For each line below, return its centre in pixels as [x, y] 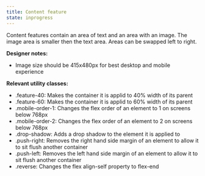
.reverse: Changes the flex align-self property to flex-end [87, 166]
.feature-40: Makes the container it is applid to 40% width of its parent [104, 95]
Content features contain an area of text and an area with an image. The [97, 35]
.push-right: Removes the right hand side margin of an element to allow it [107, 140]
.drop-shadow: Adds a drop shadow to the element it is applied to [98, 134]
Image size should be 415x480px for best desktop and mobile [93, 65]
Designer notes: [27, 53]
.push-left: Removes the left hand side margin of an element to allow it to [106, 153]
